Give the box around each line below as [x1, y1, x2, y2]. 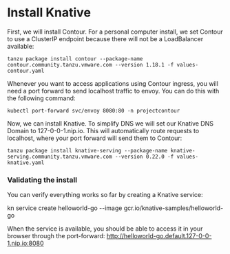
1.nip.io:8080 [7, 239, 44, 248]
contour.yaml [7, 67, 45, 74]
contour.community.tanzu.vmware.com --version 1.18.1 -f [7, 61, 174, 68]
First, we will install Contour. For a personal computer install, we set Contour [7, 27, 224, 36]
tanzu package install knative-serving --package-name [7, 147, 168, 154]
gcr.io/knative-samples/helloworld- [123, 204, 224, 212]
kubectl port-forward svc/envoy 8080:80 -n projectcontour [7, 107, 180, 114]
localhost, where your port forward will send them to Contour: [7, 134, 182, 142]
